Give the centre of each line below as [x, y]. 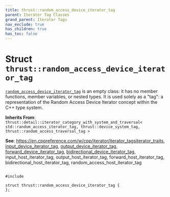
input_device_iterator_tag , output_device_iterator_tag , [62, 146]
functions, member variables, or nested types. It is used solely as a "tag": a [84, 96]
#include [15, 176]
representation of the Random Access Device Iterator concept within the [81, 102]
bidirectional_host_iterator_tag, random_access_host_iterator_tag [74, 162]
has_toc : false [21, 34]
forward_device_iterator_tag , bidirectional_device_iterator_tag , [71, 151]
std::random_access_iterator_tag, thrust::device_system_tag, [73, 127]
